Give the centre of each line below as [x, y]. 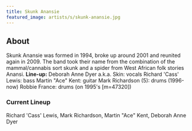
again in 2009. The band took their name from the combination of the [91, 62]
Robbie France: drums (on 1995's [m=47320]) [76, 87]
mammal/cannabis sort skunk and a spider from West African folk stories [95, 68]
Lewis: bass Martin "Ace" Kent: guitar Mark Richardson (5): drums [87, 81]
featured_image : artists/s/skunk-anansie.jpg [63, 17]
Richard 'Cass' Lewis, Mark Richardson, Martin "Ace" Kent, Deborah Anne [96, 115]
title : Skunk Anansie [33, 12]
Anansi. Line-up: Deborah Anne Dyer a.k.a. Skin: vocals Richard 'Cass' [93, 74]
